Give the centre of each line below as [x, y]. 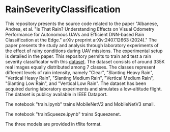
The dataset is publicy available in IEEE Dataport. [56, 94]
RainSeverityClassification [63, 9]
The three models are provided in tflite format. [53, 124]
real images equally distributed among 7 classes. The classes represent [80, 67]
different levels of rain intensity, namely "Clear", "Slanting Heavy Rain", [79, 72]
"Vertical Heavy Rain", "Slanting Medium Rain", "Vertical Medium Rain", [80, 78]
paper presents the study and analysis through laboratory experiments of [82, 45]
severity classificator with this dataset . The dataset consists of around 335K [85, 61]
